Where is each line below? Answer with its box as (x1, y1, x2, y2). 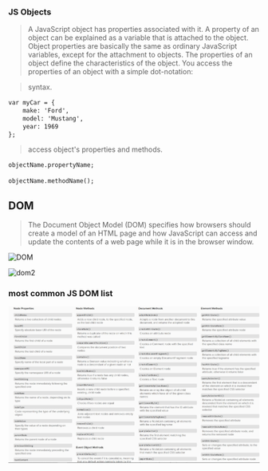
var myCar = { (8, 99, 56, 107)
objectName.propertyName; (8, 161, 94, 169)
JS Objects (8, 6, 52, 18)
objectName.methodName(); (8, 177, 94, 185)
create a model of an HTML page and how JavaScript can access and (27, 228, 258, 238)
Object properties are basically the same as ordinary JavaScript (27, 42, 238, 51)
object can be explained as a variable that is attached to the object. (27, 33, 249, 42)
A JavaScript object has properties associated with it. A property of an (27, 25, 259, 34)
